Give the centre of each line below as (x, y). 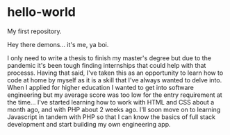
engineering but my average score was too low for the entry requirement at (115, 95)
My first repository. (34, 31)
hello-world (42, 12)
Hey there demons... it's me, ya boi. (58, 44)
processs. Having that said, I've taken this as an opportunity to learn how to (115, 73)
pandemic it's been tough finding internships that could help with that (107, 65)
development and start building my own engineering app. (89, 124)
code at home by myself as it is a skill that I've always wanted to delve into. (115, 80)
